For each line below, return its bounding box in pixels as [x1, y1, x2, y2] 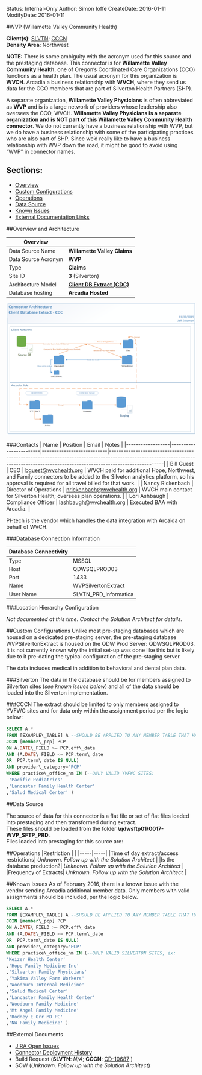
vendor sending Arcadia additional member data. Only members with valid [6, 886, 190, 894]
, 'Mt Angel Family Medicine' [6, 1007, 79, 1014]
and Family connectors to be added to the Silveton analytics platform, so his [6, 473, 194, 480]
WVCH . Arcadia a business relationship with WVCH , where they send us [6, 78, 186, 86]
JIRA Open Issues [14, 1042, 60, 1050]
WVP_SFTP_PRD [6, 831, 49, 839]
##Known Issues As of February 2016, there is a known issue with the [6, 880, 179, 887]
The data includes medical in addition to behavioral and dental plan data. [6, 664, 186, 672]
